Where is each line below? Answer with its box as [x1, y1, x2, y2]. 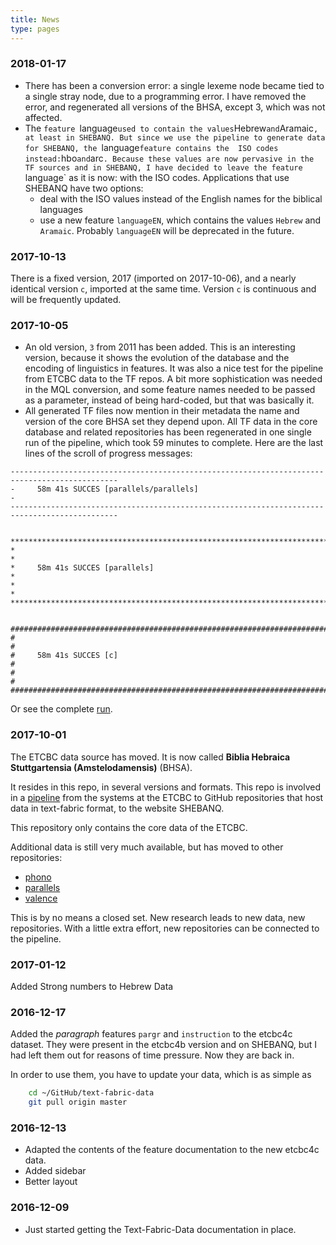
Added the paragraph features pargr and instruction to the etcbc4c [10, 1028, 293, 1040]
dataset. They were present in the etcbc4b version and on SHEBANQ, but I [10, 1039, 317, 1051]
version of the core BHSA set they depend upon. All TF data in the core [24, 416, 318, 428]
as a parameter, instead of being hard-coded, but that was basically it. [24, 394, 315, 406]
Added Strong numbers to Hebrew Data [10, 980, 174, 992]
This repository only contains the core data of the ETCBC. [10, 821, 248, 833]
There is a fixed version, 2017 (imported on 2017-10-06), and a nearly [10, 272, 297, 285]
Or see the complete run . [10, 703, 113, 715]
